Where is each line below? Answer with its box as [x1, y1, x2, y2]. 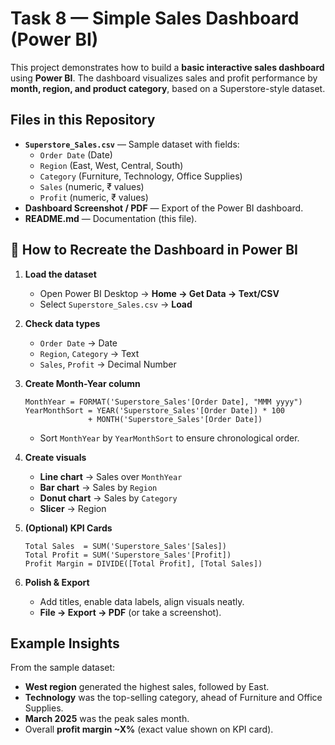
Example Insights [10, 635, 120, 652]
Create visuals [24, 451, 87, 463]
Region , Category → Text [39, 347, 140, 359]
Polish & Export [24, 576, 90, 588]
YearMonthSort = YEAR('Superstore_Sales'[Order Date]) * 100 [24, 405, 286, 416]
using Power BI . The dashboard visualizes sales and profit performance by [10, 72, 318, 84]
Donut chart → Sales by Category [39, 492, 178, 504]
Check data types [24, 317, 101, 329]
